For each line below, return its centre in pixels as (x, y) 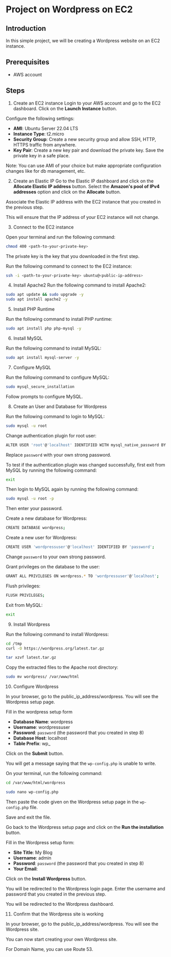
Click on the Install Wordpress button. (46, 879)
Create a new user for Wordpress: (41, 538)
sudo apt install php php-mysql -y (44, 329)
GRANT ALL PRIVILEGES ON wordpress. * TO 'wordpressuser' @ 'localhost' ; (82, 576)
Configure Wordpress (36, 687)
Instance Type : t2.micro (39, 134)
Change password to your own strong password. (56, 557)
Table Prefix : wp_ (32, 744)
